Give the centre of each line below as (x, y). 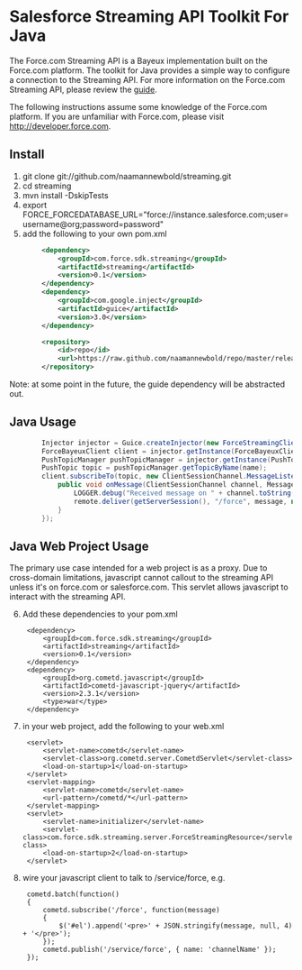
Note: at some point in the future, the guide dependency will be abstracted (147, 384)
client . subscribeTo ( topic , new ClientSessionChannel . (144, 476)
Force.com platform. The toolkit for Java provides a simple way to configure (150, 70)
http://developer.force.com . (60, 126)
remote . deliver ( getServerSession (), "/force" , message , (180, 501)
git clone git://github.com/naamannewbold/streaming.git (127, 176)
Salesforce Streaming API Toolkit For (149, 17)
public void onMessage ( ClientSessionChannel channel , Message (176, 485)
